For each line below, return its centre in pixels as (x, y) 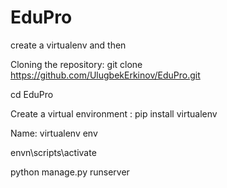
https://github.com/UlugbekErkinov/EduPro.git (105, 75)
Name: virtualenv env (54, 133)
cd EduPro (32, 94)
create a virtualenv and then (68, 45)
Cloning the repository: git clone (76, 64)
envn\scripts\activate (53, 152)
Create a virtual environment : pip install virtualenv (114, 113)
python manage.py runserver (70, 172)
